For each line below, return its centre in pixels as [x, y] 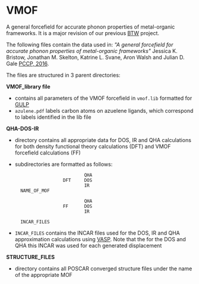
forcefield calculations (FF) [48, 153]
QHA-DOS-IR [23, 128]
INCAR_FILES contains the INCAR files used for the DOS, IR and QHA [97, 233]
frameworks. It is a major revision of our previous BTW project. [83, 33]
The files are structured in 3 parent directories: [63, 75]
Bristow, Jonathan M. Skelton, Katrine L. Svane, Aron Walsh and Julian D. [96, 57]
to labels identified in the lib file [53, 117]
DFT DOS [78, 180]
